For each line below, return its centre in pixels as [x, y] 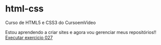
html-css [24, 9]
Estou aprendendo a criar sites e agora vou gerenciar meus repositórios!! [81, 32]
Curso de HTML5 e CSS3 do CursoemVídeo [51, 22]
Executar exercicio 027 [29, 37]
